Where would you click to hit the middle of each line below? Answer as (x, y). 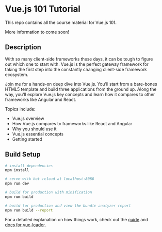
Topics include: (20, 109)
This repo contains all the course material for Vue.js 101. (61, 22)
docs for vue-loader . (25, 225)
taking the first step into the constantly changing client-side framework (76, 69)
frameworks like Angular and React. (41, 99)
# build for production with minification (49, 193)
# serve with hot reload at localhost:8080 (50, 179)
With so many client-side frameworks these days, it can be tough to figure (79, 59)
